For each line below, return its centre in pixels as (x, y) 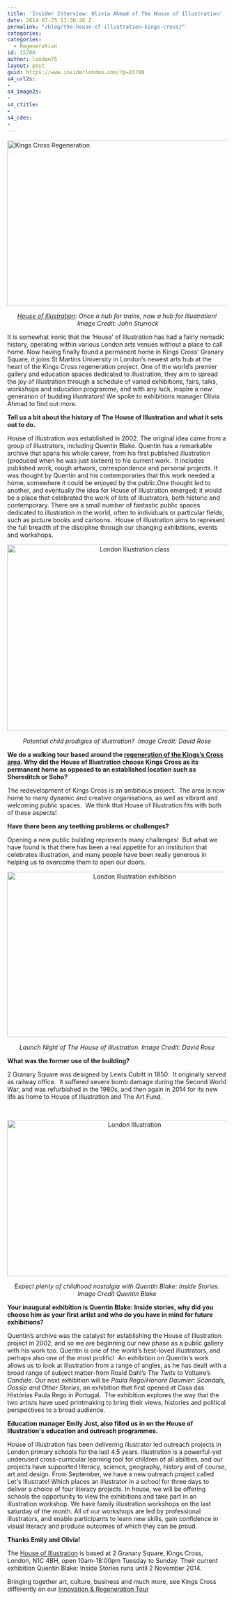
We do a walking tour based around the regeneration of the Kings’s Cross (116, 754)
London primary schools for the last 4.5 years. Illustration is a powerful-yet (114, 1452)
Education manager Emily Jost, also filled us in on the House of (100, 1423)
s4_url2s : (22, 79)
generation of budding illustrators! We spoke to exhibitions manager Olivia (114, 396)
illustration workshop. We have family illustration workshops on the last (109, 1504)
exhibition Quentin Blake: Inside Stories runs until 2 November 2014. (104, 1568)
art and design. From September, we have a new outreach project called (111, 1474)
